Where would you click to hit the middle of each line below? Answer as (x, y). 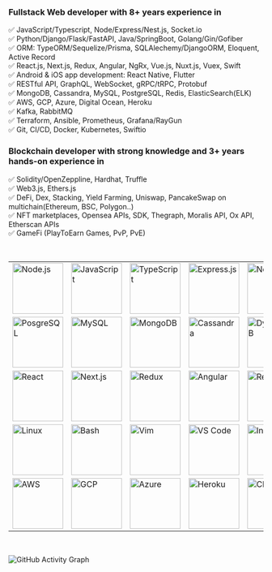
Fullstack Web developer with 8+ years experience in (115, 12)
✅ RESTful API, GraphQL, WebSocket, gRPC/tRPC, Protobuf (108, 84)
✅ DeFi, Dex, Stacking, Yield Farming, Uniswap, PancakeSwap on (117, 197)
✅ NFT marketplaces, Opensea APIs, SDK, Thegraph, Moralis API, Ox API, (132, 215)
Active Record (32, 57)
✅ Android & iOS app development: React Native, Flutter (102, 75)
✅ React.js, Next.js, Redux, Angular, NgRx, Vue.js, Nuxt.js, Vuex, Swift (125, 66)
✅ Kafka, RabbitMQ (41, 111)
